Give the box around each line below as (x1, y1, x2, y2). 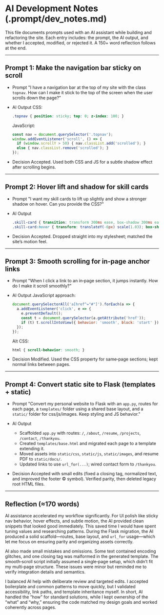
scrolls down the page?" (12, 95, 61, 101)
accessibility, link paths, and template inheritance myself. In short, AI (5, 589, 143, 594)
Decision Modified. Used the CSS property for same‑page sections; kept (12, 356, 158, 362)
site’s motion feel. (12, 238, 48, 244)
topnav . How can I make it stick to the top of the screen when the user (12, 89, 153, 95)
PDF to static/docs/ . (19, 456, 62, 462)
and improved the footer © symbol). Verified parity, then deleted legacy (12, 476, 156, 482)
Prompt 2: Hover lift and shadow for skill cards (5, 183, 149, 191)
